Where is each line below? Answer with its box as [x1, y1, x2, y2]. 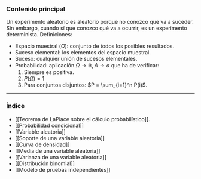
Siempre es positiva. [23, 69, 75, 76]
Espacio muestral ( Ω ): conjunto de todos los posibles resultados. [14, 42, 175, 50]
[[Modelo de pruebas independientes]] [14, 166, 111, 173]
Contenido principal [6, 5, 65, 13]
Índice [6, 102, 25, 110]
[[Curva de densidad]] [14, 141, 70, 148]
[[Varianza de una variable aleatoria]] [14, 153, 106, 161]
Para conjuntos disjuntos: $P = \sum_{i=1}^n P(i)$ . [23, 81, 148, 88]
